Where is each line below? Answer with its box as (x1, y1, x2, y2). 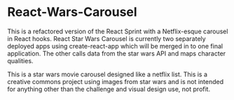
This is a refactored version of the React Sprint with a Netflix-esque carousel (7, 27, 228, 35)
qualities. (7, 56, 34, 65)
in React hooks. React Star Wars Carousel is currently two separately (7, 34, 206, 42)
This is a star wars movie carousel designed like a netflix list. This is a (7, 70, 208, 78)
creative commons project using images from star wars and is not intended (7, 77, 224, 85)
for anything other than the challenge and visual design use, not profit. (7, 85, 211, 93)
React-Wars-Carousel (7, 4, 138, 20)
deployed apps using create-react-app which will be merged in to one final (7, 42, 223, 50)
